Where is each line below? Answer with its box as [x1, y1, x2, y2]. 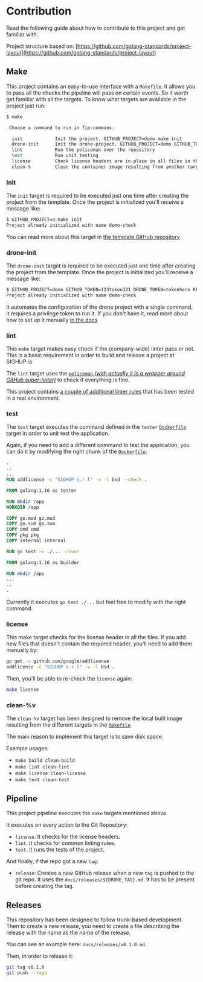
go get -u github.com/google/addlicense [6, 658, 110, 665]
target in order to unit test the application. [6, 429, 110, 437]
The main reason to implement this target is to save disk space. [6, 733, 164, 741]
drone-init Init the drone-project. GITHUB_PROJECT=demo [11, 141, 172, 147]
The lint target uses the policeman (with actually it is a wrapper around [6, 370, 185, 377]
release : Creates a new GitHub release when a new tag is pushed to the [14, 869, 195, 877]
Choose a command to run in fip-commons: [8, 124, 115, 131]
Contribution [6, 4, 72, 18]
